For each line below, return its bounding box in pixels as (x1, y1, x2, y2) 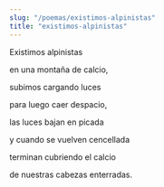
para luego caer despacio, (9, 98, 108, 109)
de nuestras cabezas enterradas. (9, 169, 133, 180)
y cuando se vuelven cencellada (9, 134, 130, 145)
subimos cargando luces (9, 81, 101, 92)
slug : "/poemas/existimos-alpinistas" (9, 13, 156, 23)
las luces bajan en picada (9, 117, 104, 127)
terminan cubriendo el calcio (9, 151, 116, 163)
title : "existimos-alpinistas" (9, 22, 128, 31)
